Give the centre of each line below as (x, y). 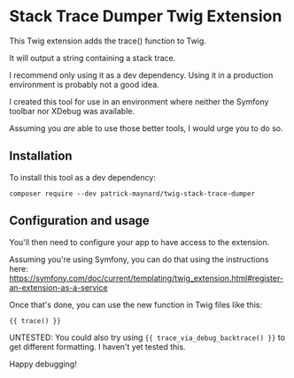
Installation (41, 156)
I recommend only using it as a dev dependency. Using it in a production (141, 75)
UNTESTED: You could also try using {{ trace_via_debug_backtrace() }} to (147, 337)
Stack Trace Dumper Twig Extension (146, 16)
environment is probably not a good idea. (84, 84)
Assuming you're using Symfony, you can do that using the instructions (139, 259)
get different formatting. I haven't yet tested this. (97, 346)
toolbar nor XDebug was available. (72, 111)
